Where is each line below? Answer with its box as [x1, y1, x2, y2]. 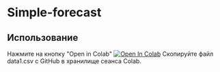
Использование [7, 32, 79, 43]
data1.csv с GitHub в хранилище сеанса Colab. [7, 57, 142, 65]
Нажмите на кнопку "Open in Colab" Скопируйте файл [7, 50, 214, 58]
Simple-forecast [7, 5, 102, 20]
